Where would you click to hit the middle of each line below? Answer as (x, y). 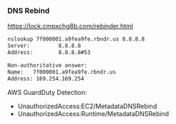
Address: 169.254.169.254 (46, 78)
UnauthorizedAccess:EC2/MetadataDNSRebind (87, 106)
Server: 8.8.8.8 (44, 46)
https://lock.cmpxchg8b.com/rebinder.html (70, 26)
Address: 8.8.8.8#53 (49, 53)
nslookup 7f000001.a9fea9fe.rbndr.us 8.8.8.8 (76, 39)
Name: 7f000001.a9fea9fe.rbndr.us (62, 72)
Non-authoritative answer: (47, 65)
